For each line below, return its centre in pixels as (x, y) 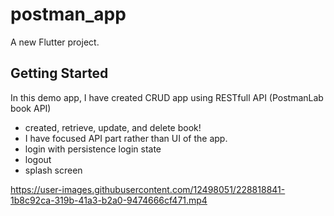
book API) (31, 108)
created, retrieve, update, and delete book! (113, 127)
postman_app (68, 14)
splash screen (53, 170)
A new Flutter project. (55, 42)
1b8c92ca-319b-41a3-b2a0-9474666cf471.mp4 (109, 200)
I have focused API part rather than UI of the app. (126, 138)
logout (38, 159)
